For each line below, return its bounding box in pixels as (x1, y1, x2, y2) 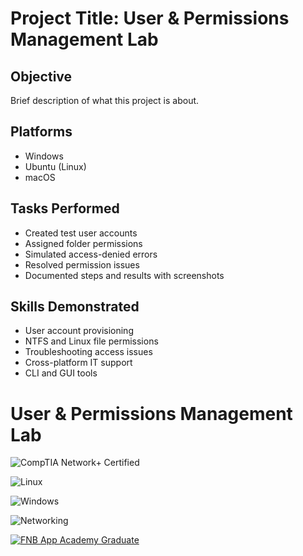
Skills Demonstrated (10, 298, 140, 316)
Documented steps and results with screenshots (24, 269, 225, 281)
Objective (10, 68, 73, 85)
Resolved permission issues (24, 258, 140, 271)
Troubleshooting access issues (24, 346, 153, 358)
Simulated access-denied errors (24, 248, 158, 260)
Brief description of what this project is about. (10, 95, 200, 106)
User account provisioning (24, 325, 134, 337)
